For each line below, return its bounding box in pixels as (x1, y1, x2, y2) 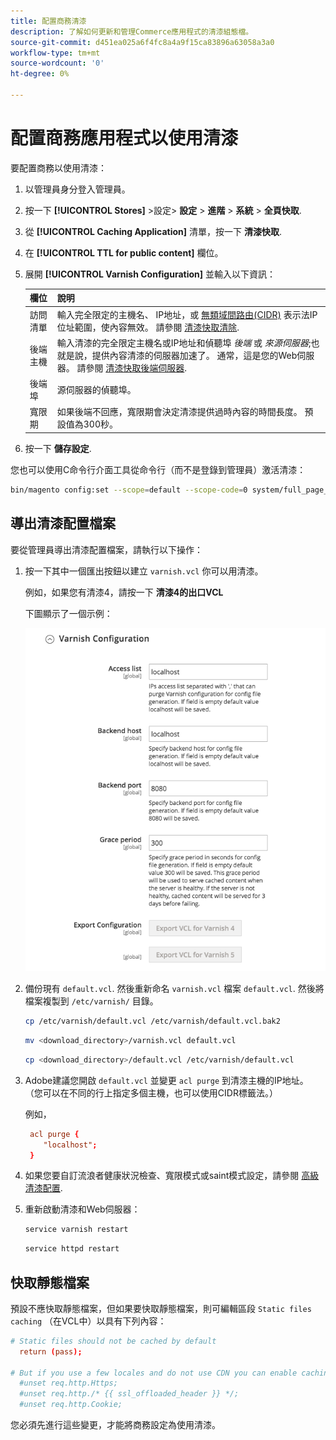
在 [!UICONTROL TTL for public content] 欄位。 (24, 246, 224, 259)
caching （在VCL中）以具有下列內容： (10, 1315, 167, 1327)
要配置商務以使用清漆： (10, 161, 107, 174)
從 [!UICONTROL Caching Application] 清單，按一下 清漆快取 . (24, 225, 283, 237)
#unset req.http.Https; (19, 1378, 118, 1389)
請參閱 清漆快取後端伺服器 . (76, 361, 188, 374)
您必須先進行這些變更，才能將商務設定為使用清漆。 (10, 1419, 221, 1431)
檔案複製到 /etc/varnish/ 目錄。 (24, 995, 159, 1007)
